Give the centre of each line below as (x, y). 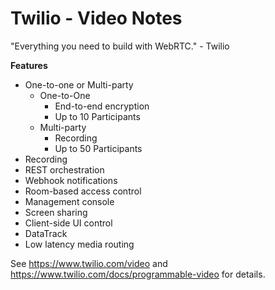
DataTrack (46, 233)
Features (29, 65)
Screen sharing (56, 212)
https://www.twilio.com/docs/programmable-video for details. (138, 274)
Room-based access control (83, 191)
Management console (69, 201)
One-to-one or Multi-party (79, 84)
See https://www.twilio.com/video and (89, 263)
